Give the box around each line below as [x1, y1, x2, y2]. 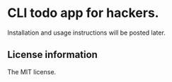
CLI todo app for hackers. [7, 5, 159, 21]
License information [7, 49, 98, 61]
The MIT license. [7, 67, 57, 76]
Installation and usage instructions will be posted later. [7, 28, 166, 37]
